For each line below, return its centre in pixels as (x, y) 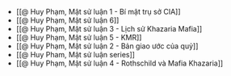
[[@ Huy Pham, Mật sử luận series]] (76, 55)
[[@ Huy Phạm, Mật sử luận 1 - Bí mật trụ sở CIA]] (98, 12)
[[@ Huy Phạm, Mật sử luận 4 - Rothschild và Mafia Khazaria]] (120, 63)
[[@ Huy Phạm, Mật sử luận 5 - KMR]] (79, 37)
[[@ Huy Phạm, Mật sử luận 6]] (67, 20)
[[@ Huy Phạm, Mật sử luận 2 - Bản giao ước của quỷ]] (107, 46)
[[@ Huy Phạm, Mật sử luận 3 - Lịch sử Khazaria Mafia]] (109, 29)
